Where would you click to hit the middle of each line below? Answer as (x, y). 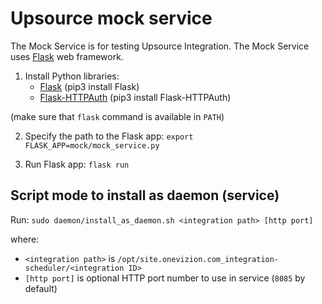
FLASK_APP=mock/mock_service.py (92, 145)
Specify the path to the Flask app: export (109, 136)
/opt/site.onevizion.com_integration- (198, 259)
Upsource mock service (111, 18)
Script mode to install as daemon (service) (145, 195)
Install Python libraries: (72, 76)
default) (41, 288)
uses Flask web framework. (67, 56)
